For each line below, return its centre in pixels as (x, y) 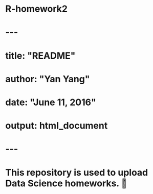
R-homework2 (37, 9)
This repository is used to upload (77, 172)
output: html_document (57, 126)
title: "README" (40, 55)
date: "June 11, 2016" (51, 102)
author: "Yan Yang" (48, 79)
